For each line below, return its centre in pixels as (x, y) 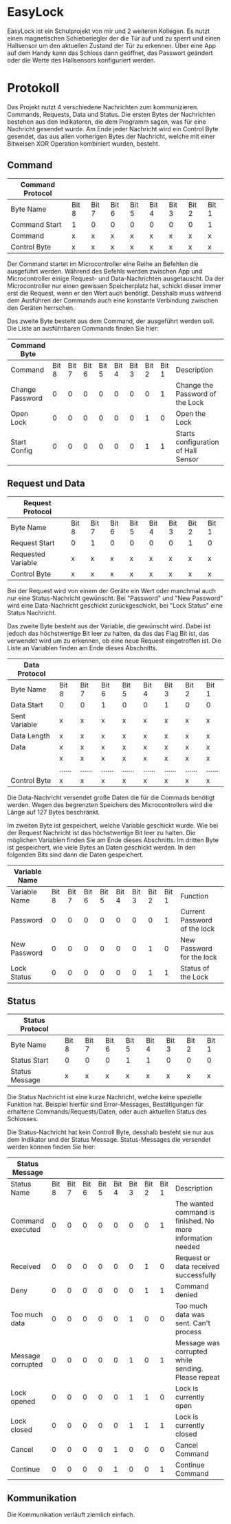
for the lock (199, 957)
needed (188, 1247)
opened (23, 1402)
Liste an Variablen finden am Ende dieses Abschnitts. (82, 648)
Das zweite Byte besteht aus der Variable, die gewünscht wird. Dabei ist (109, 626)
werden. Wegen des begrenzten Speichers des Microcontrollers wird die (110, 804)
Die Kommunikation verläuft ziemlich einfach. (71, 1515)
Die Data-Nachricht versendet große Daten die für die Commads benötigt (111, 797)
